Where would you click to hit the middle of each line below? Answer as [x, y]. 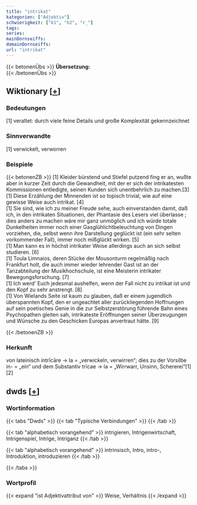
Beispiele [20, 164]
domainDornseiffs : [29, 45]
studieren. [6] [23, 252]
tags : [13, 28]
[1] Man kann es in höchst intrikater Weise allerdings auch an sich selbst [93, 246]
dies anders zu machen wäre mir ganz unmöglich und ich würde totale [91, 221]
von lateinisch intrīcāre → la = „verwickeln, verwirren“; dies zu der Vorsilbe [96, 360]
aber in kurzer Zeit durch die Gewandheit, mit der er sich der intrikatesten [95, 184]
